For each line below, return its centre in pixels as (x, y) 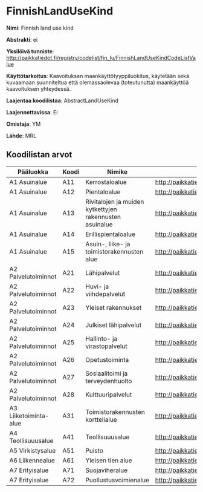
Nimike (117, 172)
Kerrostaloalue (106, 182)
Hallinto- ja (101, 338)
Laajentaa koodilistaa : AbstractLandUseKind (63, 100)
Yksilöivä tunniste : (30, 51)
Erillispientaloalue (111, 234)
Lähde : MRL (21, 136)
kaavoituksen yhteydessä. (39, 88)
